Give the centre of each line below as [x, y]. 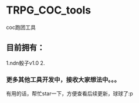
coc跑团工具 [21, 27]
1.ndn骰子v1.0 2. [26, 63]
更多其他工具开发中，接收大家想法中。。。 [63, 79]
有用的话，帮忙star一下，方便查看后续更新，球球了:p [69, 94]
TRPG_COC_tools [49, 10]
